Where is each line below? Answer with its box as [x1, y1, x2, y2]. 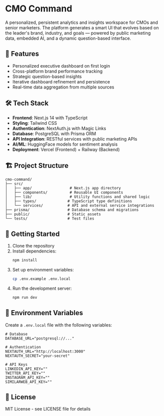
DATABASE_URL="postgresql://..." [5, 336, 75, 341]
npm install [12, 258, 37, 263]
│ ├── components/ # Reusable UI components [5, 190, 123, 195]
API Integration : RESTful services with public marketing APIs [12, 136, 138, 142]
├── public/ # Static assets [5, 212, 101, 217]
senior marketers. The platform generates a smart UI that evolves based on [5, 24, 159, 30]
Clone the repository [12, 243, 55, 249]
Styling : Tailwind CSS [12, 120, 57, 126]
